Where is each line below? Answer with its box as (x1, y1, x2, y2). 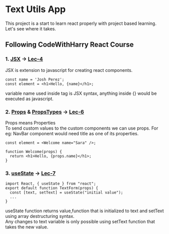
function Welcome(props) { (5, 149, 62, 154)
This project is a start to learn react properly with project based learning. (5, 20, 157, 26)
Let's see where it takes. (5, 25, 57, 31)
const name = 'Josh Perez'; (5, 77, 65, 82)
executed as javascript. (5, 95, 54, 102)
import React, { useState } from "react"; (5, 181, 96, 186)
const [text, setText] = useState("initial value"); (10, 190, 123, 196)
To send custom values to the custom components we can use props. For (5, 125, 158, 131)
